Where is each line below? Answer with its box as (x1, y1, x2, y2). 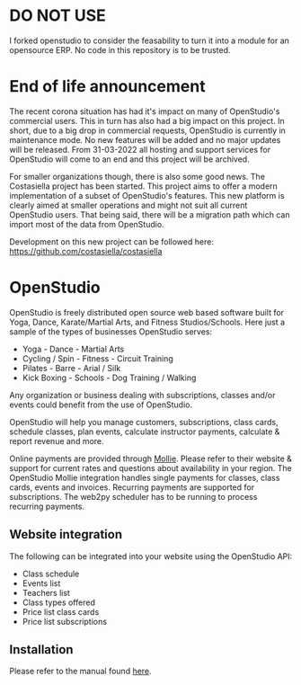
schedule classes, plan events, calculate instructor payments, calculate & (9, 426, 280, 437)
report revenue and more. (9, 435, 105, 446)
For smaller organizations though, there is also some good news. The (9, 171, 265, 182)
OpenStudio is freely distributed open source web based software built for (9, 307, 285, 317)
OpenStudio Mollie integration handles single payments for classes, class (9, 472, 280, 483)
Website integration (9, 527, 123, 542)
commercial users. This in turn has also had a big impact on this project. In (9, 115, 285, 126)
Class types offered (22, 597, 96, 608)
